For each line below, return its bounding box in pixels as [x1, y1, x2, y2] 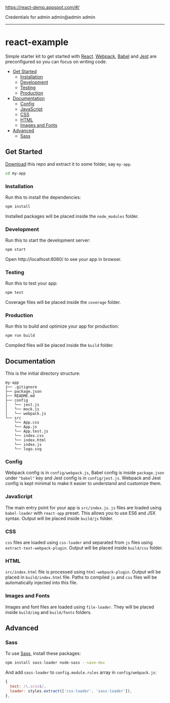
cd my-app [5, 170, 26, 176]
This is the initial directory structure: [5, 370, 80, 376]
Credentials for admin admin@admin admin [5, 14, 96, 20]
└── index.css [14, 433, 44, 438]
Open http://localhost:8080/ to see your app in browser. [5, 256, 122, 262]
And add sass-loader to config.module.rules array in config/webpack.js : [5, 670, 157, 676]
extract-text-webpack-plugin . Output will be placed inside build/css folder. [5, 545, 163, 551]
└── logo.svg [14, 447, 42, 452]
